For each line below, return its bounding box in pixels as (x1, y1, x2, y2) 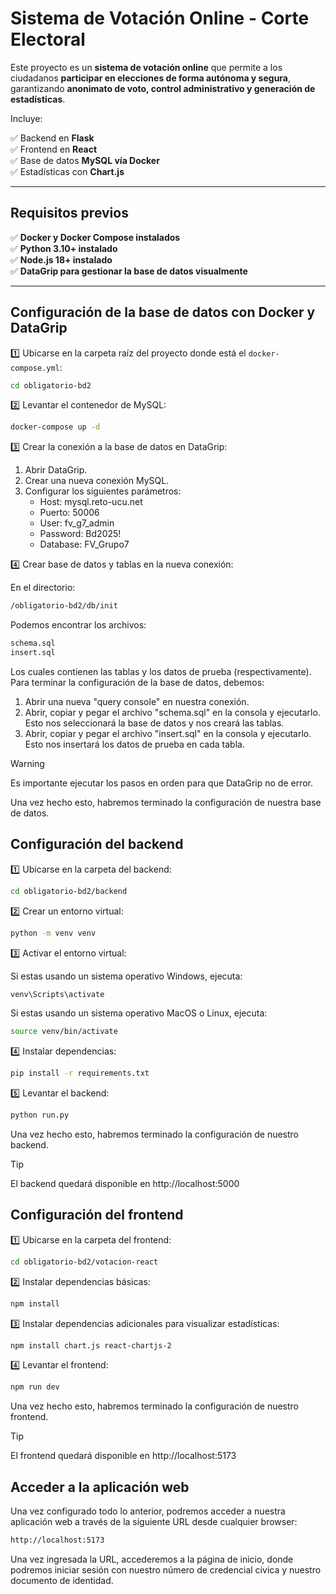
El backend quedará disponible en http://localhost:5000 (10, 1178, 240, 1189)
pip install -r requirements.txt (10, 1068, 150, 1079)
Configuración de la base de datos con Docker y (10, 304, 316, 321)
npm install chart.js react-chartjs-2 (10, 1340, 172, 1351)
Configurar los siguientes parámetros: (24, 485, 182, 497)
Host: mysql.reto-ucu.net (39, 496, 143, 508)
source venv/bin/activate (10, 1027, 118, 1037)
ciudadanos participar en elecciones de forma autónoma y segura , (10, 72, 292, 84)
